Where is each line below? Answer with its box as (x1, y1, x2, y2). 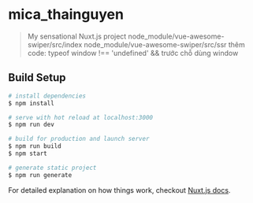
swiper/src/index (27, 39, 83, 49)
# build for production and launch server (8, 135, 150, 143)
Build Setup (8, 71, 66, 84)
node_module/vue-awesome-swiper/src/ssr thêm (84, 39, 246, 49)
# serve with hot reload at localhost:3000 (8, 113, 154, 121)
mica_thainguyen (8, 6, 125, 24)
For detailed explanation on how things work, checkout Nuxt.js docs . (8, 185, 231, 194)
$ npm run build (8, 142, 61, 150)
